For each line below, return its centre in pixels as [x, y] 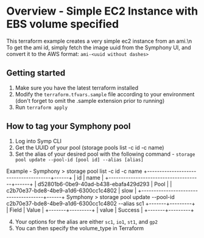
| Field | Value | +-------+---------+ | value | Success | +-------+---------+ [100, 210]
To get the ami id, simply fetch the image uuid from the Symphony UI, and [99, 47]
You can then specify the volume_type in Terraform [79, 228]
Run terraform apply [41, 107]
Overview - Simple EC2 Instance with [102, 11]
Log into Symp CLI [38, 141]
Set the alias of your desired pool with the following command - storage [105, 154]
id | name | [90, 177]
